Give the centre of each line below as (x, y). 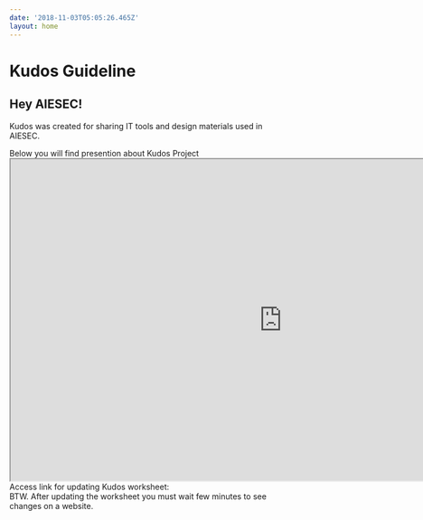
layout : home (34, 26)
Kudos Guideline (73, 71)
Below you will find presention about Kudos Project (104, 153)
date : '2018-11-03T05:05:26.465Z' (75, 18)
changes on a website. (52, 506)
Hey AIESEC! (46, 104)
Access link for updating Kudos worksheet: (89, 487)
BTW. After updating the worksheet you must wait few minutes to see (138, 496)
